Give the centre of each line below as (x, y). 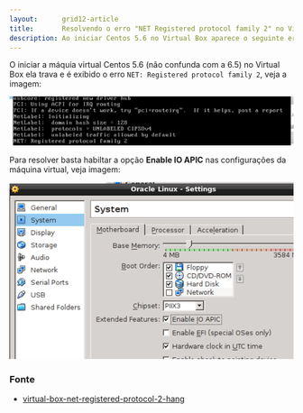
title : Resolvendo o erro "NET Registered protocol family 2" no (147, 28)
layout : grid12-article (64, 19)
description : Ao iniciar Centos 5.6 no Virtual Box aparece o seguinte (147, 38)
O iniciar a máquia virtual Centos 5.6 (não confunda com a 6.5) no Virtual (145, 65)
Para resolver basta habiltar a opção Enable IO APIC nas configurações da (148, 160)
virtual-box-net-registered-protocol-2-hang (103, 399)
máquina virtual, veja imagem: (65, 170)
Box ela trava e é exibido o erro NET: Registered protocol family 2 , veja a (148, 74)
